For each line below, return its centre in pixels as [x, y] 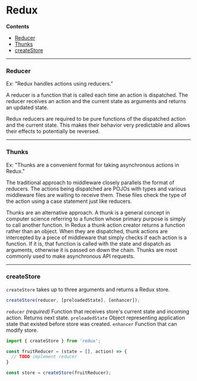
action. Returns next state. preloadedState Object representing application [96, 318]
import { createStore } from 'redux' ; [53, 341]
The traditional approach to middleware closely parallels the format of [90, 182]
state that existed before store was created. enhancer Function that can [92, 324]
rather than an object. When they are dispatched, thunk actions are [87, 231]
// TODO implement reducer [44, 357]
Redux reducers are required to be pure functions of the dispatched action [96, 119]
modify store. [22, 330]
